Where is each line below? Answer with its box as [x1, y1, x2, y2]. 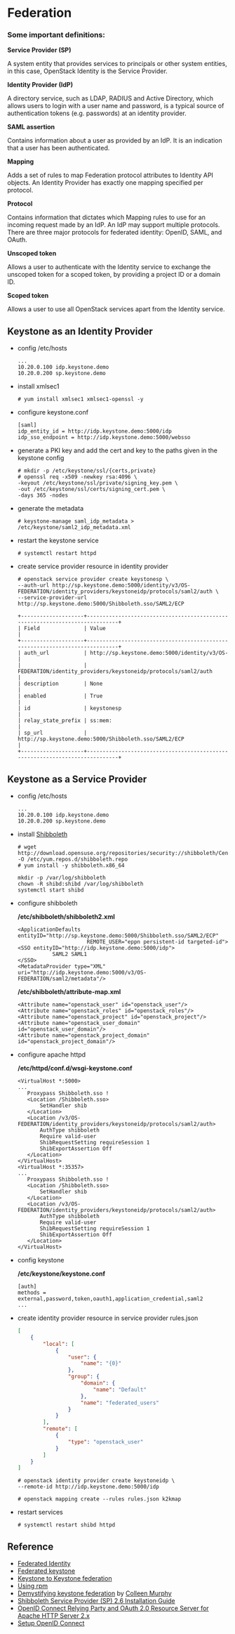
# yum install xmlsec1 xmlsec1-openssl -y [17, 396, 144, 403]
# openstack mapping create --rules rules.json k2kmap [17, 1496, 182, 1503]
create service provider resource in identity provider [17, 562, 168, 570]
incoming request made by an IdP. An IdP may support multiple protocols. [7, 221, 220, 229]
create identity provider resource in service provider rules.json [17, 1314, 199, 1322]
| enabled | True [17, 693, 103, 700]
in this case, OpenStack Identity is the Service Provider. [7, 67, 168, 75]
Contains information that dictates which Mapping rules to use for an [7, 213, 206, 222]
